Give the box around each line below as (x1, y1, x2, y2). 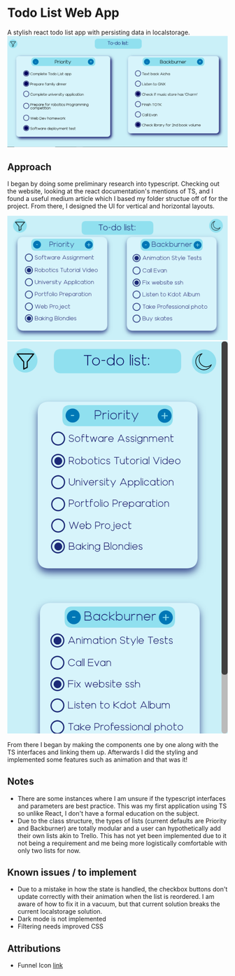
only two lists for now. (17, 846, 81, 855)
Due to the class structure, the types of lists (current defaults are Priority (17, 816, 227, 825)
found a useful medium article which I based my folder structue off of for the (7, 195, 228, 203)
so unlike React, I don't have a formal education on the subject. (17, 809, 199, 817)
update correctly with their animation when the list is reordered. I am (17, 893, 215, 901)
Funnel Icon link (17, 961, 64, 970)
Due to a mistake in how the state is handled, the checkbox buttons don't (17, 885, 228, 893)
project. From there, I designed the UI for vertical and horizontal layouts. (7, 202, 215, 211)
